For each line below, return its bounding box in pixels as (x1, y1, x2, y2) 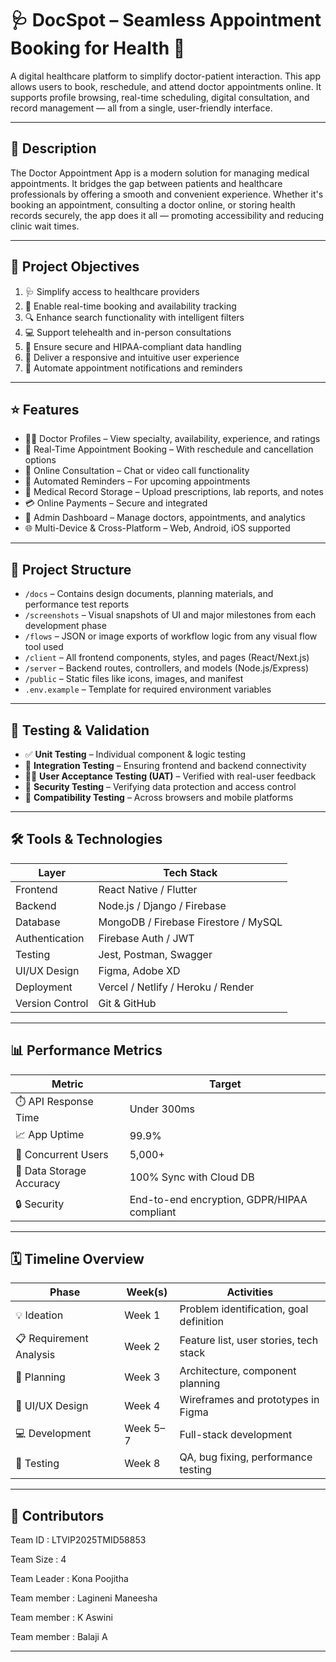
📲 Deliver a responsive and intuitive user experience (24, 351, 240, 363)
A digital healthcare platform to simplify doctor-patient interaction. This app (10, 70, 321, 82)
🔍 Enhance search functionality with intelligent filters (24, 311, 245, 323)
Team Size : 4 (10, 1553, 67, 1566)
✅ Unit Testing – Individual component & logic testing (24, 748, 247, 760)
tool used (24, 641, 64, 653)
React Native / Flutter (98, 882, 198, 896)
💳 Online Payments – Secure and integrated (24, 497, 208, 509)
